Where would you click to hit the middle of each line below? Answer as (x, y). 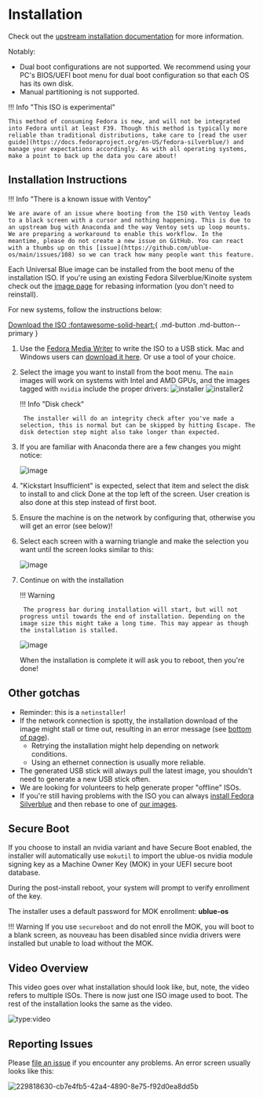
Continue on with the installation (71, 580)
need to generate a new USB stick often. (85, 779)
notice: (31, 455)
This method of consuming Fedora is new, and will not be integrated (124, 121)
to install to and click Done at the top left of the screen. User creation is (135, 494)
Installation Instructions (68, 180)
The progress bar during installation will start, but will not (130, 610)
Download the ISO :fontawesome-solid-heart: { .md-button (102, 325)
